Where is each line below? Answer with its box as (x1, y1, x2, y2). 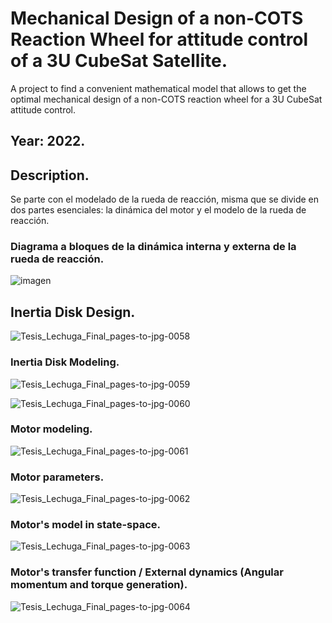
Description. (10, 167, 90, 184)
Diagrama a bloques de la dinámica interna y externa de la (10, 240, 297, 254)
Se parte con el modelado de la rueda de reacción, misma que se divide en (10, 193, 320, 206)
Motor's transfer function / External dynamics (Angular (10, 565, 284, 579)
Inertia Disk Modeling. (10, 355, 120, 369)
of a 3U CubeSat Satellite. (10, 50, 228, 72)
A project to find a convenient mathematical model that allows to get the (10, 82, 307, 94)
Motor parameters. (10, 470, 105, 484)
